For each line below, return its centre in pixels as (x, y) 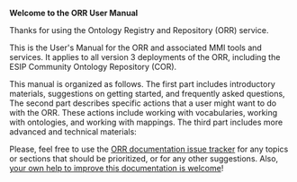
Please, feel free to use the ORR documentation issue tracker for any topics (149, 149)
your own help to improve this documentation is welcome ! (117, 168)
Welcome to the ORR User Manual (74, 13)
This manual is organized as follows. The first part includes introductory (143, 84)
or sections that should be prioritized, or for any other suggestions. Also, (144, 159)
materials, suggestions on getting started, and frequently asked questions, (147, 94)
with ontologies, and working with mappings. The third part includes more (146, 122)
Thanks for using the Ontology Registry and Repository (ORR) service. (139, 30)
